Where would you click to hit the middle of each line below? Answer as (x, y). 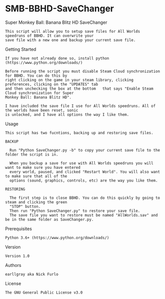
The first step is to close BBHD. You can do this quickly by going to (85, 198)
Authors (13, 265)
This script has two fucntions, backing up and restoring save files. (79, 133)
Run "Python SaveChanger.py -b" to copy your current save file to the (85, 150)
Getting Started (21, 49)
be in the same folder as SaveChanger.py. (49, 219)
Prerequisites (19, 229)
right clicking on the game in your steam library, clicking (69, 80)
